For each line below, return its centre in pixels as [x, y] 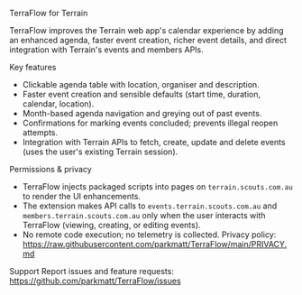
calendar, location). [58, 104]
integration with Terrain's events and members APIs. [107, 50]
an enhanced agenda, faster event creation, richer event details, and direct [148, 40]
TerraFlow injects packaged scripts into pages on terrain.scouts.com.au [157, 187]
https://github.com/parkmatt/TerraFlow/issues [96, 281]
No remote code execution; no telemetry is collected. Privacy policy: [149, 235]
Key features [33, 67]
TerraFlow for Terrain [49, 13]
